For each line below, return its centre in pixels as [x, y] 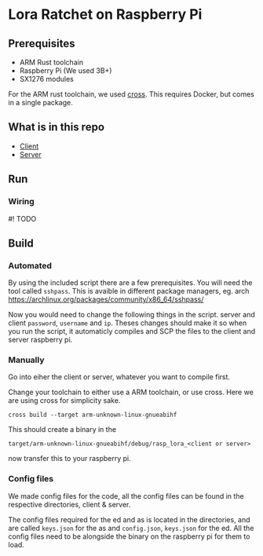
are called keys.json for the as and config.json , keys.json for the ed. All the [131, 528]
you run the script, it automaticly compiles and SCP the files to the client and [132, 331]
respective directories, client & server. [69, 504]
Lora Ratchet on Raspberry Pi [105, 15]
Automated [30, 265]
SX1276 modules [47, 79]
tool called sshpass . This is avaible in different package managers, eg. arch [129, 291]
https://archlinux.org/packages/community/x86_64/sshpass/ [106, 299]
